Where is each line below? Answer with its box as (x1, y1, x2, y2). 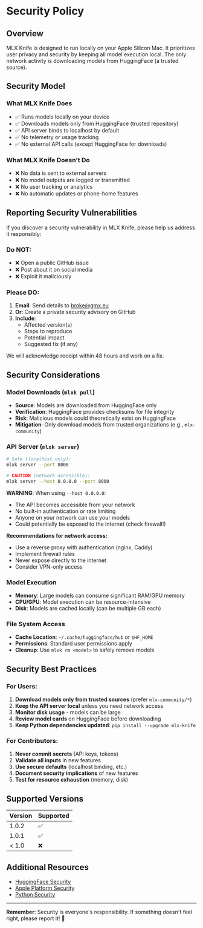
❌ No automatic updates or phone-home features (14, 189, 138, 197)
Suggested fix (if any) (24, 341, 79, 348)
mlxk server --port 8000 (6, 462, 69, 468)
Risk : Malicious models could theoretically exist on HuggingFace (14, 414, 176, 422)
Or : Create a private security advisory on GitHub (14, 309, 136, 316)
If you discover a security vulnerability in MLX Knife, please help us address (6, 224, 195, 231)
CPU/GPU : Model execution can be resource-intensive (14, 598, 151, 606)
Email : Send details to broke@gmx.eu (14, 302, 109, 309)
